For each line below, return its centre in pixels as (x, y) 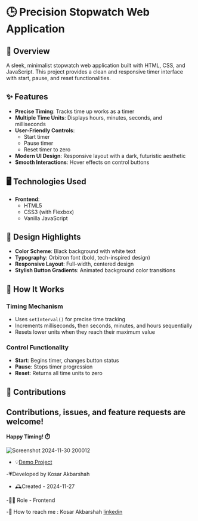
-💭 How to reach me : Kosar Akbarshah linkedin (64, 511)
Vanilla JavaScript (46, 218)
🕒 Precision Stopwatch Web (78, 12)
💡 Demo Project (33, 462)
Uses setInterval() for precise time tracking (70, 319)
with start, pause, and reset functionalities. (59, 78)
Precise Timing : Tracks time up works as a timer (75, 111)
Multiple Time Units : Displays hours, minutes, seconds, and (89, 117)
